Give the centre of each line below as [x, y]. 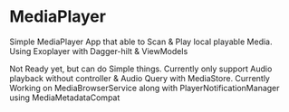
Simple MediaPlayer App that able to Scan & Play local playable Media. [141, 42]
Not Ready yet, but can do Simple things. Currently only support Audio [141, 69]
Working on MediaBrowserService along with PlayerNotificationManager [144, 88]
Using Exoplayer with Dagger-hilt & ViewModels [99, 51]
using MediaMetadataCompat [65, 98]
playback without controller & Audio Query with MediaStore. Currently [140, 78]
